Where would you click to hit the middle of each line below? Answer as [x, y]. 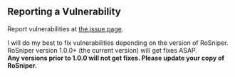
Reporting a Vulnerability [64, 12]
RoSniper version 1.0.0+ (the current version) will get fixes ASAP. [103, 50]
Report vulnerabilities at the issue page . [66, 29]
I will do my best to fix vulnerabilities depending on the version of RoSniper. [118, 43]
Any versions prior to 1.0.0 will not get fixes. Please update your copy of [116, 58]
